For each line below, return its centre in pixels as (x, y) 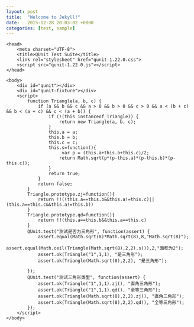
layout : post (22, 12)
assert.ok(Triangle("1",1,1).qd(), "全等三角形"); (99, 290)
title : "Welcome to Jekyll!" (43, 17)
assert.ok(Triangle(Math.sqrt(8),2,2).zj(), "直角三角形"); (111, 296)
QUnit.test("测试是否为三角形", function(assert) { (89, 232)
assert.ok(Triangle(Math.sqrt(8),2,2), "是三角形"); (102, 261)
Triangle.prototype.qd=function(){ (71, 215)
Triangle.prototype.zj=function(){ (71, 195)
